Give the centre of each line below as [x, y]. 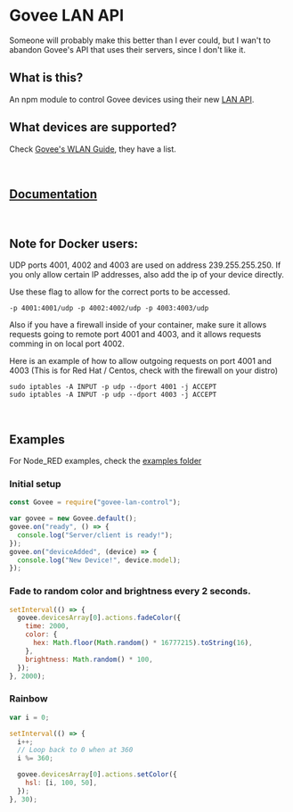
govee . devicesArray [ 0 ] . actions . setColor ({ [97, 775]
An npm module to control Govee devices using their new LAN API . [132, 99]
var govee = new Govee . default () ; [73, 518]
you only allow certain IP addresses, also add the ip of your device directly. [147, 275]
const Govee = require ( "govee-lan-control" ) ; [95, 502]
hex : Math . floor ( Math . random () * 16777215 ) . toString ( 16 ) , [142, 643]
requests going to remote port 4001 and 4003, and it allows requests [135, 335]
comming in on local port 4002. [67, 344]
